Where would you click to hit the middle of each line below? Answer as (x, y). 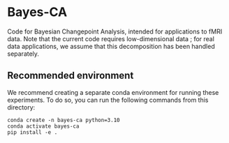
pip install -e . (32, 132)
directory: (21, 107)
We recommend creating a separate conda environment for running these (113, 92)
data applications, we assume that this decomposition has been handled (111, 46)
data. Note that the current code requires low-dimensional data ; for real (111, 38)
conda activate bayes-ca (43, 126)
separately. (23, 54)
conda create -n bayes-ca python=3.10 (64, 120)
